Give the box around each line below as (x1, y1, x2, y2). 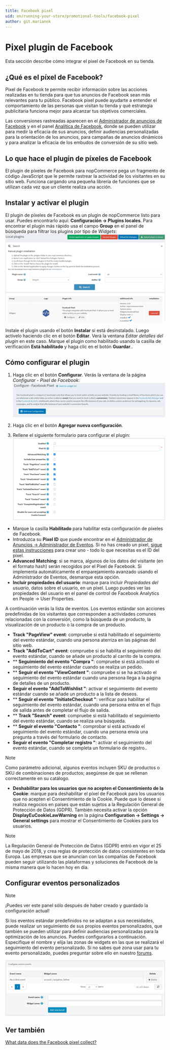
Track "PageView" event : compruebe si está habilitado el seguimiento (12, 631, 161, 638)
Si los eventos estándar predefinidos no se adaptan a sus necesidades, (5, 917, 154, 924)
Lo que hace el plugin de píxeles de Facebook (5, 154, 152, 163)
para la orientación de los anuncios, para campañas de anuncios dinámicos (5, 134, 163, 140)
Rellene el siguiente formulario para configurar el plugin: (12, 432, 130, 438)
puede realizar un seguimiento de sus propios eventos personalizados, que (5, 922, 162, 929)
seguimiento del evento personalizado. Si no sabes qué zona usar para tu (5, 944, 159, 950)
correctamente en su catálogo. (5, 775, 70, 781)
